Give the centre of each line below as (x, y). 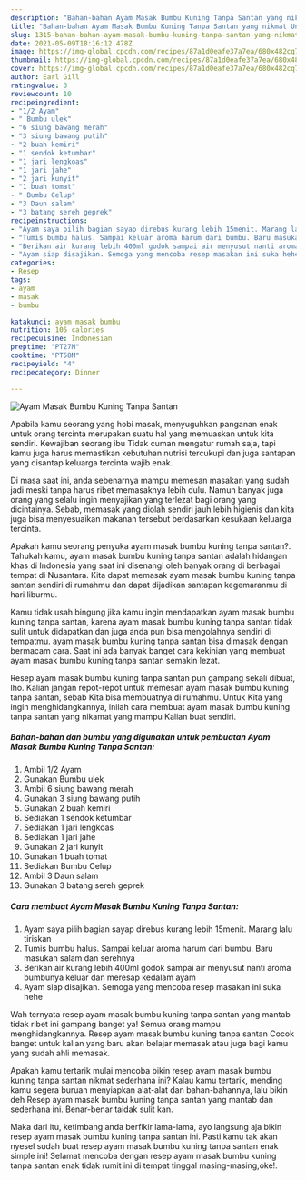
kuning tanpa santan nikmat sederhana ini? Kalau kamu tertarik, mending (147, 1080)
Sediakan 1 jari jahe (59, 837)
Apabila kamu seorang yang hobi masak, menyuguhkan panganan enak (144, 424)
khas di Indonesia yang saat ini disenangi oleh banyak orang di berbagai (145, 565)
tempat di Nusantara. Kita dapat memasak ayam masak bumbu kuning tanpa (153, 575)
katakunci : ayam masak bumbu (65, 322)
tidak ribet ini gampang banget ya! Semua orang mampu (115, 1025)
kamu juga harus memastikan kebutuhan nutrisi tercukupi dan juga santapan (153, 453)
